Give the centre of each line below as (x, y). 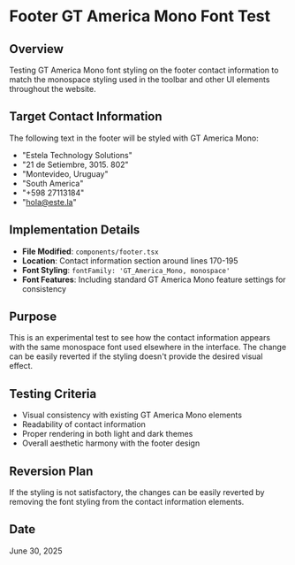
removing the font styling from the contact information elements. (127, 502)
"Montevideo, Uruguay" (65, 173)
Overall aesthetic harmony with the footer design (111, 443)
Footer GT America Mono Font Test (140, 16)
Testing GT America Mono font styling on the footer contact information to (144, 70)
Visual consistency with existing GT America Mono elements (132, 415)
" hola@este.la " (49, 202)
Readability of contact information (83, 424)
